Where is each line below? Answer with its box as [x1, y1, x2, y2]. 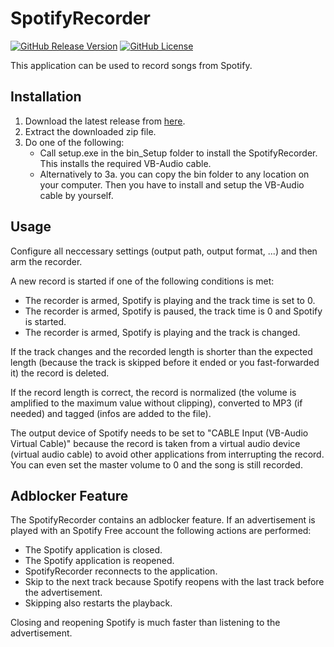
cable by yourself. [39, 189, 114, 201]
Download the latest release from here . [24, 115, 186, 127]
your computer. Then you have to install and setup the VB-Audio [39, 178, 305, 191]
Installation [10, 88, 82, 106]
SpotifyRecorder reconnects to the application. [24, 565, 218, 577]
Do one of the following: [24, 136, 125, 148]
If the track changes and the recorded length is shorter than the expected [10, 345, 313, 357]
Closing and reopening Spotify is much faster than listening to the [10, 617, 281, 629]
